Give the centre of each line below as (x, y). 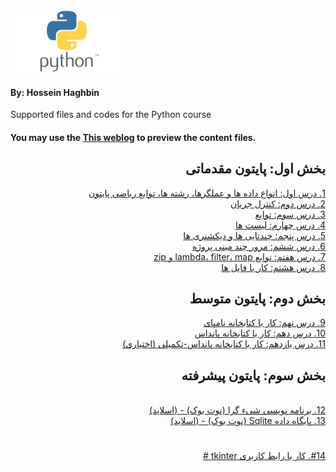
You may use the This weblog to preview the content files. (133, 137)
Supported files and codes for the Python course (111, 115)
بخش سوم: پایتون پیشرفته (253, 375)
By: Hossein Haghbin (55, 92)
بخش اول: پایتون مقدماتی (255, 169)
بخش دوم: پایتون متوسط (257, 298)
